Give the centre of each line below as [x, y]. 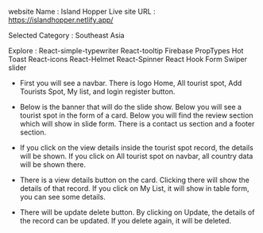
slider [17, 68]
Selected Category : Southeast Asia [66, 35]
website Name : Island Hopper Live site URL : [82, 12]
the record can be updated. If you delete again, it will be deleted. [126, 221]
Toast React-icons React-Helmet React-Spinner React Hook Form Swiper [128, 59]
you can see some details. [62, 197]
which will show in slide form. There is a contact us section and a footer [137, 124]
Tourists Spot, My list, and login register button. [97, 91]
